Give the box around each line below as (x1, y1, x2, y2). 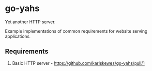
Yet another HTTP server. (5, 19, 56, 25)
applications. (5, 33, 30, 39)
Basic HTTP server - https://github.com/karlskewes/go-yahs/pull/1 (12, 60, 145, 66)
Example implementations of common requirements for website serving (5, 28, 148, 34)
